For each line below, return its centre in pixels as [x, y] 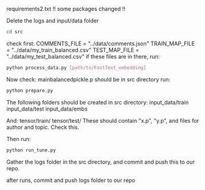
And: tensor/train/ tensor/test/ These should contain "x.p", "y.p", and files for [103, 120]
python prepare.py [30, 90]
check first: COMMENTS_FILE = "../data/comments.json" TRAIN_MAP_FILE [101, 43]
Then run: [19, 139]
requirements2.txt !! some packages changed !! [66, 9]
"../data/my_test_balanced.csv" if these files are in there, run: [83, 56]
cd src [15, 32]
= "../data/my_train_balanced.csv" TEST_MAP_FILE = [73, 50]
